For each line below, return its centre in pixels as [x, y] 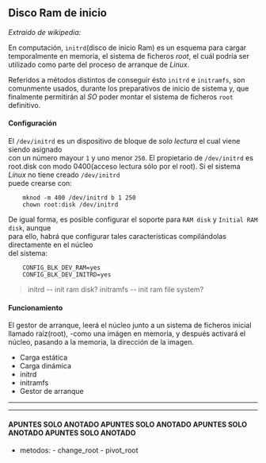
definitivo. [25, 105]
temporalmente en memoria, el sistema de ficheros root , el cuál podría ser [129, 56]
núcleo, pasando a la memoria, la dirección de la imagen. [101, 342]
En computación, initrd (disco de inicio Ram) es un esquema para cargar [127, 48]
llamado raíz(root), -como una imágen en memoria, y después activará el [127, 334]
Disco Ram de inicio [57, 13]
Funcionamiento [36, 307]
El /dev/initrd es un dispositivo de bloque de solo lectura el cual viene [124, 141]
